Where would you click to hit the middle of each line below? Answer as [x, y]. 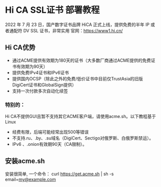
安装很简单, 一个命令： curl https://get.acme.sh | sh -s [59, 174]
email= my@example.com [30, 179]
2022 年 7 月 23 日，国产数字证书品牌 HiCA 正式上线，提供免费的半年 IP [77, 24]
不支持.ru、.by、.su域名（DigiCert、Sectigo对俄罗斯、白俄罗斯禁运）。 [83, 138]
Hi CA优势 [20, 48]
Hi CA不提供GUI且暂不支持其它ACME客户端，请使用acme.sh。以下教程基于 [80, 117]
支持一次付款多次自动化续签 [40, 91]
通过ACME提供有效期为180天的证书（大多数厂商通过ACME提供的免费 [81, 60]
